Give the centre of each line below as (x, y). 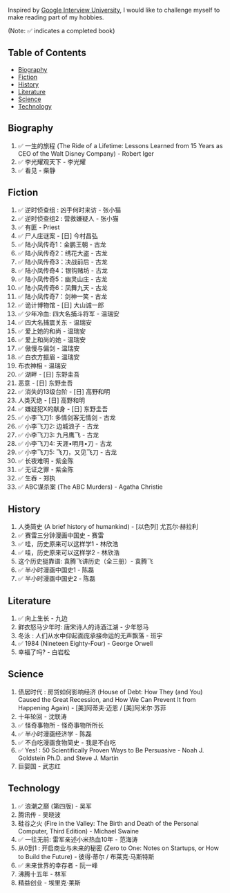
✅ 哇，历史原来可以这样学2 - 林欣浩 (69, 552)
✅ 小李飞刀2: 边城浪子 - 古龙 (58, 426)
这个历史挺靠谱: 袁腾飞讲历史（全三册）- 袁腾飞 (86, 561)
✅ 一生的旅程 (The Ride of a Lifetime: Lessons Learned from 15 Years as (120, 145)
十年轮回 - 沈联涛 (42, 716)
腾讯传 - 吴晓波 (39, 814)
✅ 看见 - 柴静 (37, 170)
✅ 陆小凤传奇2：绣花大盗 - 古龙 (63, 253)
